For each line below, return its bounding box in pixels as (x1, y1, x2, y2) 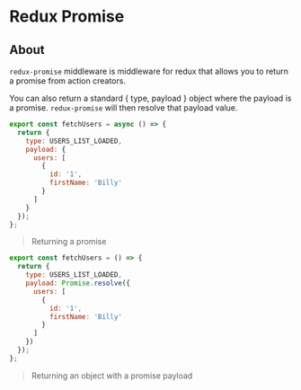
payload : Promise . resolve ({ (25, 279, 130, 288)
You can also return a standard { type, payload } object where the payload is (9, 93, 292, 103)
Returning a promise (31, 236, 107, 247)
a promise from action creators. (9, 75, 126, 86)
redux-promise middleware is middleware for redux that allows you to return (9, 66, 289, 76)
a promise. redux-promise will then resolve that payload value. (9, 102, 238, 113)
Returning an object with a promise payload (31, 370, 193, 381)
